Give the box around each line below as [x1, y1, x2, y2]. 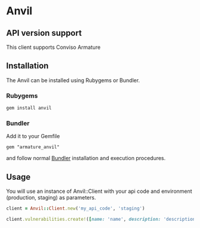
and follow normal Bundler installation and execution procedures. [6, 155, 166, 162]
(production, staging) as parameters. [6, 194, 96, 201]
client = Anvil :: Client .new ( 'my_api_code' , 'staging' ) [6, 205, 145, 212]
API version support [6, 28, 82, 38]
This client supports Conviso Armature [6, 43, 101, 51]
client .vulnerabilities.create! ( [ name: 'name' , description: [6, 216, 161, 222]
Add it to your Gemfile [6, 133, 60, 140]
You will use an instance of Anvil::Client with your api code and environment [6, 188, 192, 195]
